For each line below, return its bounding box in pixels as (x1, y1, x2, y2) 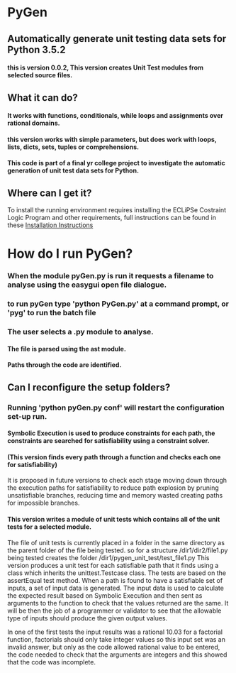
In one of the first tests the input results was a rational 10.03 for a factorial (7, 628, 223, 636)
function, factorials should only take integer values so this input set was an (7, 635, 225, 643)
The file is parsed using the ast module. (7, 344, 126, 353)
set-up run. (7, 411, 47, 421)
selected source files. (7, 71, 73, 80)
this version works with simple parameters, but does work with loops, (7, 135, 217, 143)
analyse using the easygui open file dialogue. (7, 280, 167, 290)
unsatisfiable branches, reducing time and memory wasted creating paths (7, 491, 223, 500)
